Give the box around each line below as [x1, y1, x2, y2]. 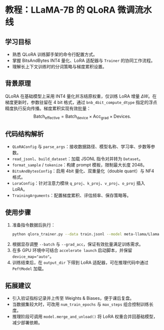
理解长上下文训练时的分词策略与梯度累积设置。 [12, 64, 107, 69]
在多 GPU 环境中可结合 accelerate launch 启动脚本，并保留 [12, 247, 133, 253]
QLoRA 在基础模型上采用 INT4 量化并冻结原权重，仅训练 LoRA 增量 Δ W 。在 [5, 93, 157, 99]
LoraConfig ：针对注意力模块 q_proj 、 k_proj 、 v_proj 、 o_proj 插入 [12, 180, 145, 186]
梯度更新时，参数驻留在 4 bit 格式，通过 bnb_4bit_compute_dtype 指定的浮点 [5, 99, 158, 105]
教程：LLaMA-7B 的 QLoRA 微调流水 [5, 4, 152, 16]
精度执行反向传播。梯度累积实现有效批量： [5, 105, 91, 111]
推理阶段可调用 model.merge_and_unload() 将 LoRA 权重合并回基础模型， [12, 313, 158, 319]
